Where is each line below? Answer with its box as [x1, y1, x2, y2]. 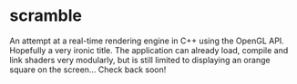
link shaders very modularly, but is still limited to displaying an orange [9, 54, 271, 65]
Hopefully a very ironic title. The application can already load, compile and [9, 44, 289, 55]
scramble [9, 5, 82, 26]
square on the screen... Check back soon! [9, 64, 167, 75]
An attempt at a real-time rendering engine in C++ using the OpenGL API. [9, 35, 284, 46]
